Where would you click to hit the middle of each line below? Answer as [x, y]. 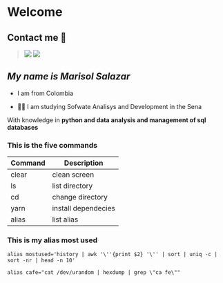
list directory [72, 186]
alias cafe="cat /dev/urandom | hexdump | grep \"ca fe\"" [94, 273]
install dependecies [84, 208]
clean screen [73, 175]
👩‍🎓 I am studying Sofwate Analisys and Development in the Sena [109, 106]
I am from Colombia [45, 93]
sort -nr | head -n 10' [41, 261]
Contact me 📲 [37, 38]
